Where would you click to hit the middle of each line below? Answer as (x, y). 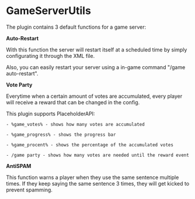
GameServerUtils (49, 11)
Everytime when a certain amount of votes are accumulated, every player (94, 96)
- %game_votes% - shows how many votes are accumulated (75, 124)
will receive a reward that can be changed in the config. (73, 102)
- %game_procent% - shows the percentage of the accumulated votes (90, 145)
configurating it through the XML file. (51, 56)
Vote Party (19, 85)
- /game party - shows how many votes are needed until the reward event (98, 155)
